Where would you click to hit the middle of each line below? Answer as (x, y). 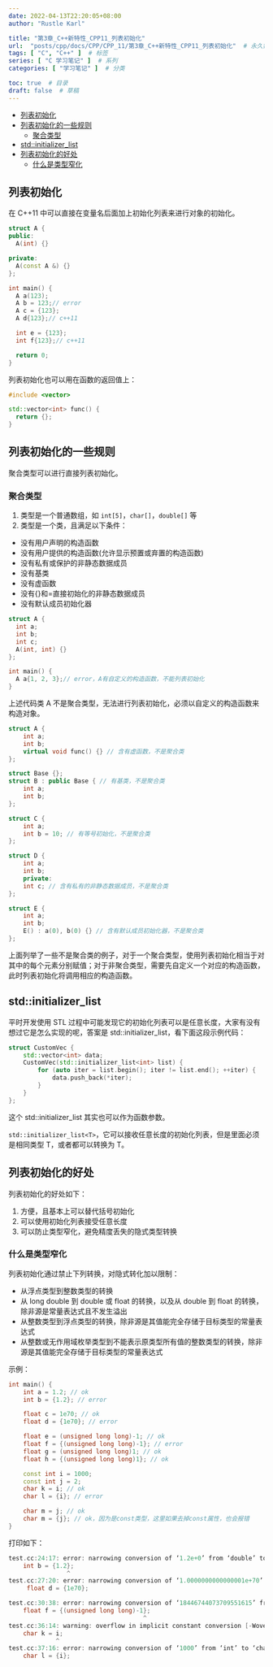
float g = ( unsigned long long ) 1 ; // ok (92, 1452)
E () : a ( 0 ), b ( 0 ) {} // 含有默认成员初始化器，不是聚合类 (113, 931)
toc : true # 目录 (38, 83)
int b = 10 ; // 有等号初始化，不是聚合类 (87, 834)
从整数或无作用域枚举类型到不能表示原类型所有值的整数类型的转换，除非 (141, 1341)
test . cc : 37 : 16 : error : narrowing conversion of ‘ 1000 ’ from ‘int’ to (129, 1648)
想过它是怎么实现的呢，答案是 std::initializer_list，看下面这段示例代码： (127, 1032)
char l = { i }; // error (63, 1496)
